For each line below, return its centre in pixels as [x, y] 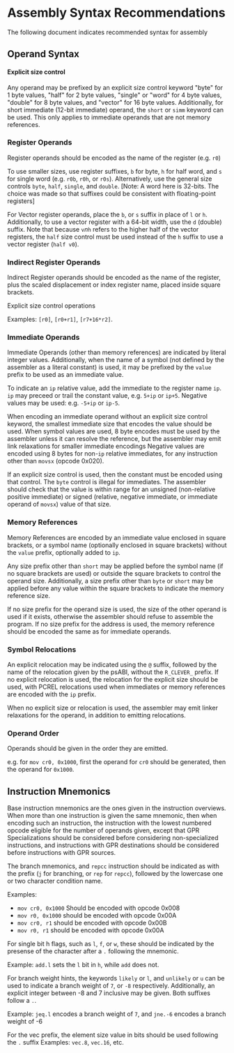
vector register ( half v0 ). [43, 244]
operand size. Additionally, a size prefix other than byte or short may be [110, 581]
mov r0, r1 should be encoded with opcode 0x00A [91, 930]
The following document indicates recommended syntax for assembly [107, 32]
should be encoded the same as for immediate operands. [89, 631]
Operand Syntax [44, 54]
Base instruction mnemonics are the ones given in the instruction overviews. [117, 808]
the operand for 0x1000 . [41, 770]
